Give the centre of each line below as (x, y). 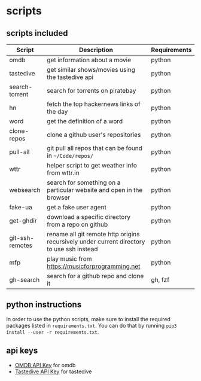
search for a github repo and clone (95, 276)
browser (59, 197)
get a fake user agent (77, 207)
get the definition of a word (85, 121)
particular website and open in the (95, 190)
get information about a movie (89, 60)
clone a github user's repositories (94, 135)
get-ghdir (23, 221)
